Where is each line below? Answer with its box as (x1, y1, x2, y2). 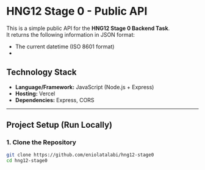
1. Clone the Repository (6, 138, 76, 147)
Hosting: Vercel (15, 90, 56, 97)
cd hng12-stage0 (6, 158, 48, 164)
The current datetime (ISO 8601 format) (15, 43, 115, 50)
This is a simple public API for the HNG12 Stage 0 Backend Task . (6, 24, 170, 32)
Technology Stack (6, 67, 77, 78)
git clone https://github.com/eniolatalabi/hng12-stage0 (6, 152, 154, 158)
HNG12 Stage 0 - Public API (6, 4, 148, 18)
